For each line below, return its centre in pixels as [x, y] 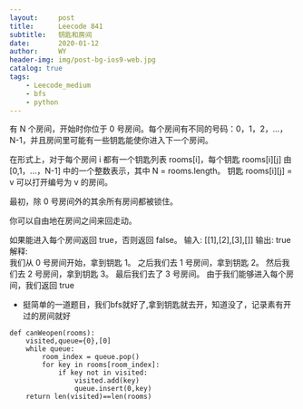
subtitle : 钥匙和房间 [51, 34]
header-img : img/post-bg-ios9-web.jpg [83, 60]
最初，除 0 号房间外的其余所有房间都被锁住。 [94, 201]
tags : [20, 77]
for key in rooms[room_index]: [101, 365]
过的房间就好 [46, 316]
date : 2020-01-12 [54, 43]
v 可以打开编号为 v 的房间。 [61, 182]
